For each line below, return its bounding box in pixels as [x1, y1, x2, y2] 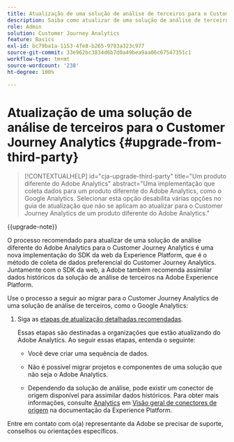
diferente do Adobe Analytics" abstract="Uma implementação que [24, 179, 215, 188]
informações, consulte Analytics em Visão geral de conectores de [27, 399, 217, 407]
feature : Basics [7, 36, 54, 43]
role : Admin [7, 23, 42, 30]
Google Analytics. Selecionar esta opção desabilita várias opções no [24, 195, 221, 203]
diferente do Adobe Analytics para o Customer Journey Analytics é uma [7, 243, 214, 252]
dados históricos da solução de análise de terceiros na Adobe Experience [7, 273, 219, 282]
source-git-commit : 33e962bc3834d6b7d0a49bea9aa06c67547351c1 [7, 49, 192, 56]
